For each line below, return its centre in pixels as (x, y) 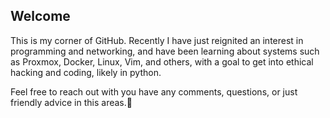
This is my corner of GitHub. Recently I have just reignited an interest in (157, 40)
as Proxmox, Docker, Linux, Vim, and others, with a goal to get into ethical (162, 61)
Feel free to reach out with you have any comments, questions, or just (154, 91)
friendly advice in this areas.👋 (71, 102)
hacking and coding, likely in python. (86, 72)
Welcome (40, 16)
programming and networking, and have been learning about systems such (165, 51)
